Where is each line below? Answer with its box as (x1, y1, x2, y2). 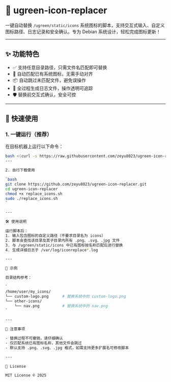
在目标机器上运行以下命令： (5, 143, 64, 150)
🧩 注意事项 (5, 327, 25, 332)
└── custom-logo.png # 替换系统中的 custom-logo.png (5, 294, 126, 299)
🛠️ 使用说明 (5, 219, 27, 224)
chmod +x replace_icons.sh (5, 191, 63, 196)
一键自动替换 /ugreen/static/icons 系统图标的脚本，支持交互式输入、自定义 (5, 22, 165, 28)
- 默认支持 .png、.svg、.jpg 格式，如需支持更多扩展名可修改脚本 (5, 345, 129, 350)
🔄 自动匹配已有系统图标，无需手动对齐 (12, 71, 93, 77)
